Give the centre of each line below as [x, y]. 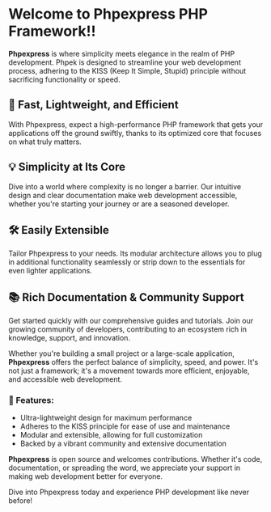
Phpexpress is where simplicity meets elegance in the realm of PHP [122, 53]
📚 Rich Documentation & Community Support [126, 297]
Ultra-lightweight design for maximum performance [106, 418]
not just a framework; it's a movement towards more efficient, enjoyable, [129, 371]
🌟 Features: [31, 400]
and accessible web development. [66, 379]
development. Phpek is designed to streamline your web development [125, 62]
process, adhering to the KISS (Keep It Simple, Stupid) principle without [127, 70]
